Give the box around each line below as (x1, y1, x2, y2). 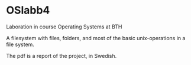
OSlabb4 (6, 4, 50, 17)
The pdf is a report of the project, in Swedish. (6, 52, 117, 59)
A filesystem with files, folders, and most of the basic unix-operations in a (6, 34, 186, 41)
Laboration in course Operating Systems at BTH (6, 23, 122, 30)
